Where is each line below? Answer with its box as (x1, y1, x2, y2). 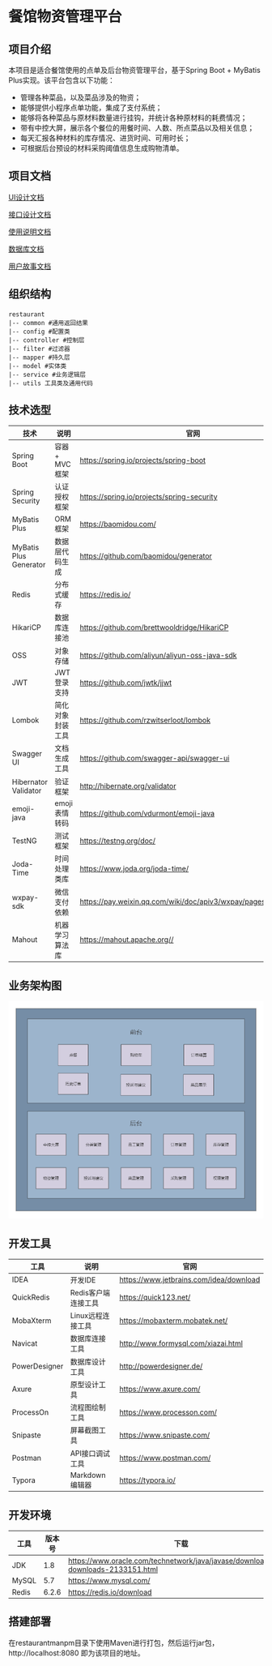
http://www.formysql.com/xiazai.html (119, 1338, 243, 1348)
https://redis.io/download (67, 1587, 152, 1597)
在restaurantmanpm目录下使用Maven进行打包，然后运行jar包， (8, 1638, 219, 1647)
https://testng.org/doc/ (79, 836, 156, 846)
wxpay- (11, 893, 39, 902)
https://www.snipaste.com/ (119, 1430, 210, 1440)
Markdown (70, 1470, 107, 1480)
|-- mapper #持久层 (8, 353, 70, 362)
